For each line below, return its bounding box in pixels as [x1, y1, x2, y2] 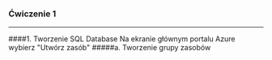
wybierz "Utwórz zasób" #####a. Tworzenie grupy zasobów [8, 43, 211, 53]
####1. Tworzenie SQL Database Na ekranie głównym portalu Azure [8, 34, 236, 44]
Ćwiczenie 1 [8, 8, 57, 19]
